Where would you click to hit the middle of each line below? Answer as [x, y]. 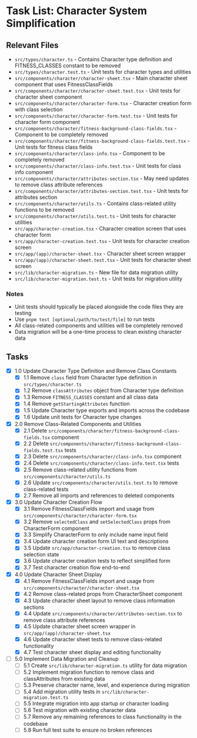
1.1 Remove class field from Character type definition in [90, 378]
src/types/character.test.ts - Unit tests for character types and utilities [103, 72]
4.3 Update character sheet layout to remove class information [99, 601]
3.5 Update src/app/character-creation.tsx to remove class [97, 548]
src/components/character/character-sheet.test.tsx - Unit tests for [97, 91]
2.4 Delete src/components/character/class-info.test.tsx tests [101, 463]
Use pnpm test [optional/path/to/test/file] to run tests [85, 319]
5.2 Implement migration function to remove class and [89, 672]
